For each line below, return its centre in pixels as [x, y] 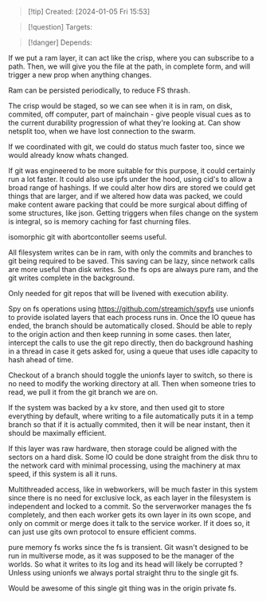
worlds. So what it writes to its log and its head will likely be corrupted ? [126, 564]
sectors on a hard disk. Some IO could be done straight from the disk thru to [133, 457]
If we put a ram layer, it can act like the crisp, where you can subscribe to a [131, 58]
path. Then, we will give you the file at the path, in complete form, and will [129, 66]
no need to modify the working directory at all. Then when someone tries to [132, 384]
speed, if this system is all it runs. [63, 474]
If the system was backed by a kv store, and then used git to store [117, 407]
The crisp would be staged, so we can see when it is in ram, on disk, [121, 106]
